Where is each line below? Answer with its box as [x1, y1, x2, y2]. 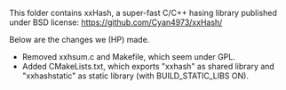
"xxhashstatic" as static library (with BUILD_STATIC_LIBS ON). [21, 70, 249, 81]
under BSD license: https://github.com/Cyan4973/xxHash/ [9, 17, 223, 28]
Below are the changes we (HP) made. [9, 35, 150, 45]
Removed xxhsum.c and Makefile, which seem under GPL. [21, 52, 235, 61]
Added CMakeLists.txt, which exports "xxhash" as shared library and [21, 61, 275, 71]
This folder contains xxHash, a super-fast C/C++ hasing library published [9, 8, 278, 18]
